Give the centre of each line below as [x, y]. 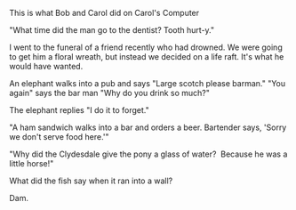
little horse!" [32, 163]
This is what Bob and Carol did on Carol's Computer [104, 13]
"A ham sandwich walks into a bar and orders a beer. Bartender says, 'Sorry [148, 127]
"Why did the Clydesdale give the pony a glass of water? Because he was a [148, 154]
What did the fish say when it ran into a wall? [91, 181]
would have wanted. [46, 66]
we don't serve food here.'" [59, 137]
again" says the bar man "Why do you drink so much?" [110, 93]
